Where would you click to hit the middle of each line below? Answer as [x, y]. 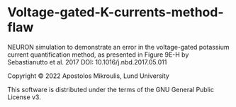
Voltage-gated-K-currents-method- [116, 12]
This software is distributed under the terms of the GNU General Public [111, 89]
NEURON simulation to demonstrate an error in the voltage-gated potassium [118, 47]
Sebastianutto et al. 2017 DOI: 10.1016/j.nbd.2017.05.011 [87, 62]
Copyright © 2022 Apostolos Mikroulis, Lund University [89, 76]
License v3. [24, 97]
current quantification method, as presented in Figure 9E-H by [98, 55]
